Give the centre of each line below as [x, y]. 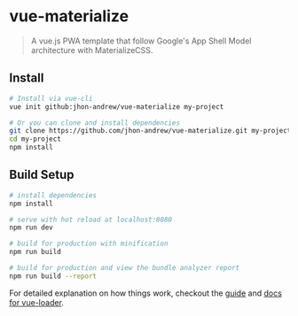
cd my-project [35, 139]
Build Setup [42, 175]
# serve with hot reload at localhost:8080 [91, 220]
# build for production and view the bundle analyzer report [125, 268]
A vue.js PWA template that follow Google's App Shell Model [141, 41]
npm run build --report [53, 276]
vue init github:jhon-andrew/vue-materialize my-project [117, 107]
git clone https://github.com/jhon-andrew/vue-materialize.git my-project [150, 131]
